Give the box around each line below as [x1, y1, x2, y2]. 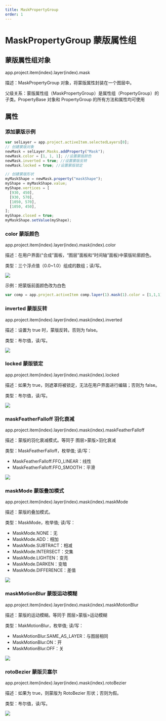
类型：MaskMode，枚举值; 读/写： [5, 519, 76, 525]
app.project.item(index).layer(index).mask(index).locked [5, 372, 120, 378]
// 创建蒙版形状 [5, 172, 34, 177]
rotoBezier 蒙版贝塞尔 [5, 668, 58, 675]
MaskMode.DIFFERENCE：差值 [12, 567, 76, 573]
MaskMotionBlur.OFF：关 [12, 645, 64, 651]
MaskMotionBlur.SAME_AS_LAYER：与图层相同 [12, 633, 109, 639]
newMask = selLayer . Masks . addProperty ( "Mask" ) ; [5, 149, 105, 154]
